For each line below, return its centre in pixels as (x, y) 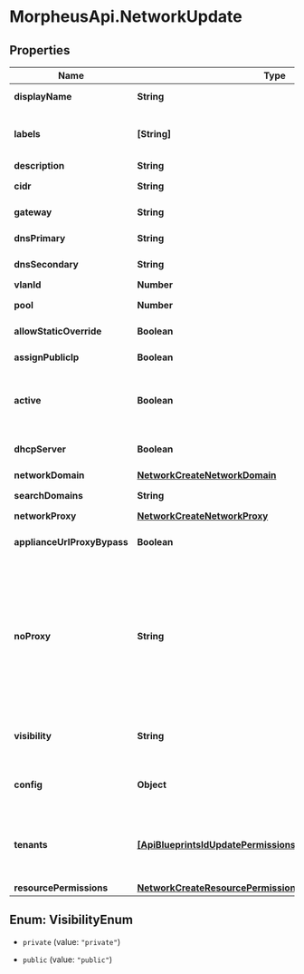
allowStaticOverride (58, 331)
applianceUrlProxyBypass (71, 542)
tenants (31, 845)
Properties (40, 50)
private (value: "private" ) (71, 941)
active (28, 400)
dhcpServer (40, 449)
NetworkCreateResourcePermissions (219, 888)
